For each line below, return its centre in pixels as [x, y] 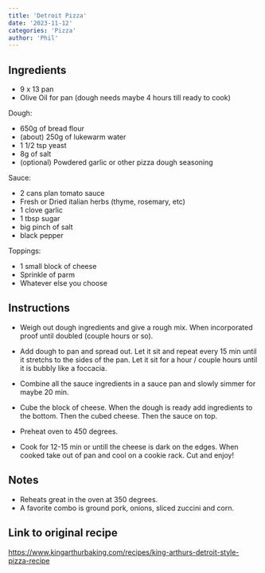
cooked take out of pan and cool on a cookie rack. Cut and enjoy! [127, 455]
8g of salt [35, 154]
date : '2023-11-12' [41, 23]
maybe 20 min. [44, 392]
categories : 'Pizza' [43, 30]
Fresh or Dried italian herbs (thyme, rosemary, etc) [102, 202]
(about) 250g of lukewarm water [73, 137]
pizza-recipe [29, 560]
